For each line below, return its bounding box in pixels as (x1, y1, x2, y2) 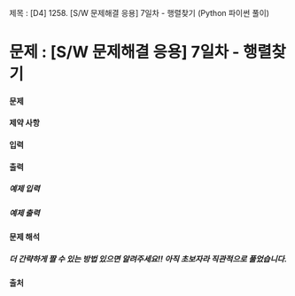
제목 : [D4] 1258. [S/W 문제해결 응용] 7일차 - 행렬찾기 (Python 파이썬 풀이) (9, 8, 270, 18)
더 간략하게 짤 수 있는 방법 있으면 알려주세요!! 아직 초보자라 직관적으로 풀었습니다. (9, 253, 288, 264)
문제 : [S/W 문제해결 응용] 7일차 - (9, 43, 240, 62)
